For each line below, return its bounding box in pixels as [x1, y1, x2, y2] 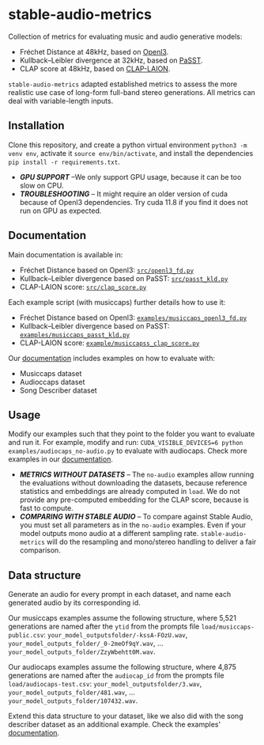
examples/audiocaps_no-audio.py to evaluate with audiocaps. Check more [8, 446, 247, 456]
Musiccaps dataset [19, 368, 82, 378]
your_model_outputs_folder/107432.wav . [8, 696, 138, 705]
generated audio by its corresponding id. [8, 598, 141, 607]
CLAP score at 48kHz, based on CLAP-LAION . [19, 63, 171, 73]
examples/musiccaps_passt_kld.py [19, 331, 130, 339]
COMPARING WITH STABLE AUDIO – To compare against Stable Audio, [19, 512, 253, 522]
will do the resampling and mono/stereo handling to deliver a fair [46, 537, 257, 547]
